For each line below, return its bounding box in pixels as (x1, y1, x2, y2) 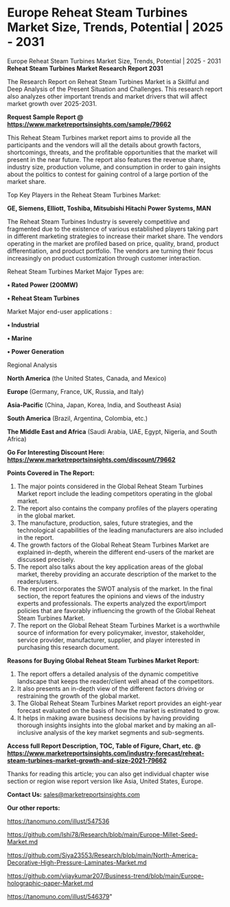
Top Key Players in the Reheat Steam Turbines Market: (7, 191, 161, 199)
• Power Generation (7, 347, 65, 355)
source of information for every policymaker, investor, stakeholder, (16, 628, 205, 636)
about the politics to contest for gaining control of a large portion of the (7, 170, 209, 178)
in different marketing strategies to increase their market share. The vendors (7, 232, 223, 240)
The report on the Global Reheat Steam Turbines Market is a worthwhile (16, 621, 220, 629)
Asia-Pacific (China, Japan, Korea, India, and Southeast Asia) (7, 401, 182, 409)
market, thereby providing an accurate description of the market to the (16, 570, 217, 578)
